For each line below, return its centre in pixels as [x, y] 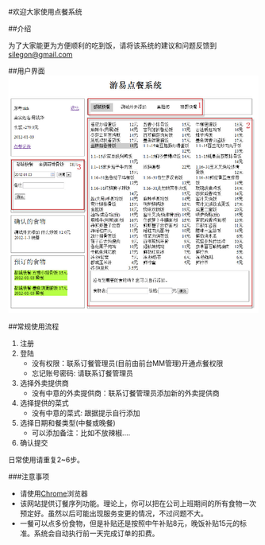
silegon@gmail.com [40, 54]
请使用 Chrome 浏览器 [54, 494]
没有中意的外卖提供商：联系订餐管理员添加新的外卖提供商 [125, 393]
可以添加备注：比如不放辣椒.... [81, 433]
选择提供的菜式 [44, 403]
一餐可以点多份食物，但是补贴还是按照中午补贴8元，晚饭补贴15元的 [130, 524]
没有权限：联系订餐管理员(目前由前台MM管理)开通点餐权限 [127, 364]
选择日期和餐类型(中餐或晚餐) [68, 423]
